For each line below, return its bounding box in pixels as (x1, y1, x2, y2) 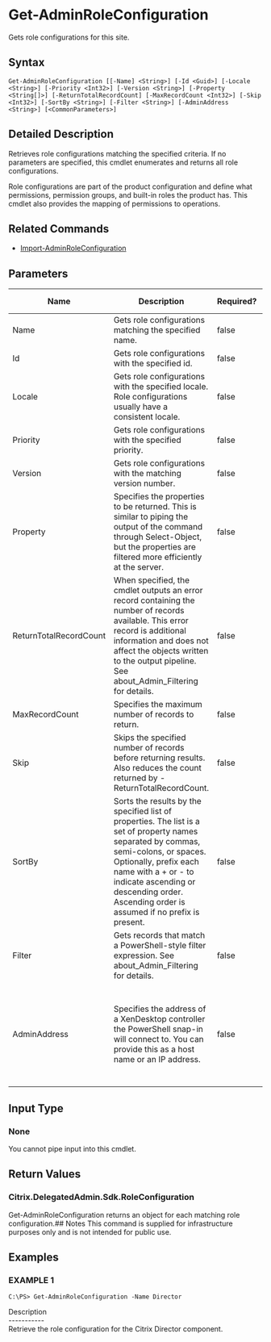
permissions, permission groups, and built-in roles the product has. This (8, 190, 248, 199)
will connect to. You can (113, 1034, 204, 1045)
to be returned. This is (113, 501, 198, 512)
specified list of (113, 805, 172, 817)
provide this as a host (113, 1043, 195, 1055)
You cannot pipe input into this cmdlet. (8, 1143, 137, 1153)
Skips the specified (113, 732, 186, 743)
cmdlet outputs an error (113, 585, 203, 596)
